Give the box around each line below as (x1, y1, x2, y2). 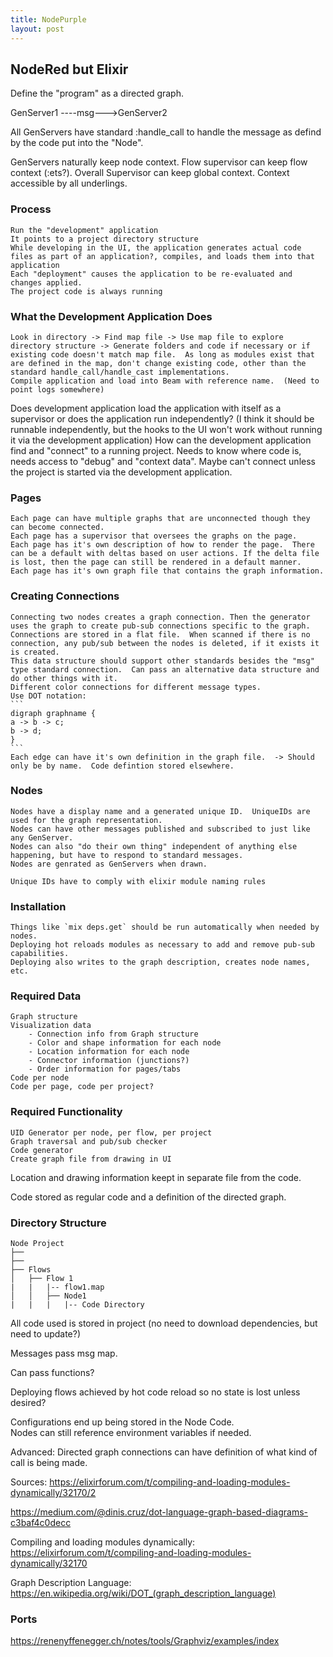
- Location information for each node (28, 1047, 190, 1057)
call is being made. (10, 1456, 88, 1468)
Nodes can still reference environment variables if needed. (10, 1426, 252, 1438)
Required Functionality (10, 1105, 123, 1119)
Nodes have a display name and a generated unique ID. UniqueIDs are (10, 806, 311, 816)
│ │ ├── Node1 (10, 1291, 87, 1301)
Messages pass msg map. (10, 1347, 118, 1359)
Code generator (10, 1145, 74, 1155)
